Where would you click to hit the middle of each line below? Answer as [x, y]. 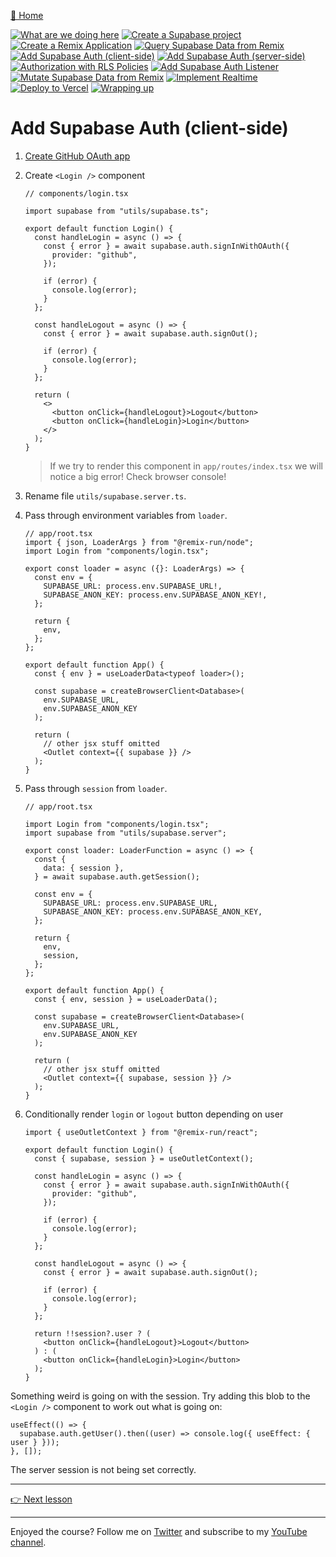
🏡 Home [27, 15]
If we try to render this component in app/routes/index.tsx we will [186, 466]
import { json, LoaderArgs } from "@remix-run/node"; [139, 542]
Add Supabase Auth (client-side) [149, 128]
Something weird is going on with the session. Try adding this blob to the [160, 1396]
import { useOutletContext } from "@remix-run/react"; [141, 1132]
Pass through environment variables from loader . [126, 515]
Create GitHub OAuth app [77, 156]
